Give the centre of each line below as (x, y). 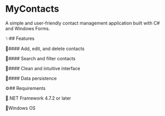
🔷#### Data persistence (31, 78)
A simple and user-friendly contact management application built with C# (82, 23)
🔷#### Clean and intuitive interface (43, 68)
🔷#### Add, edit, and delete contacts (45, 49)
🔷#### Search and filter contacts (40, 58)
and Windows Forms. (28, 28)
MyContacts (32, 9)
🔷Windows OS (20, 108)
